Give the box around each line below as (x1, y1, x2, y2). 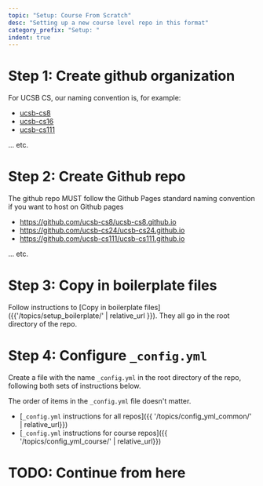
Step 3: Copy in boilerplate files (8, 276, 217, 294)
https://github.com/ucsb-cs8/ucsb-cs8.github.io (19, 217, 177, 227)
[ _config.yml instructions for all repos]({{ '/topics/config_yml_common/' (19, 411, 252, 421)
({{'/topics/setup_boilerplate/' (8, 311, 104, 320)
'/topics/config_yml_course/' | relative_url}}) (19, 437, 162, 446)
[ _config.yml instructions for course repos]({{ (19, 429, 168, 437)
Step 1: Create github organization (8, 68, 236, 85)
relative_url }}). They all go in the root (109, 311, 230, 320)
